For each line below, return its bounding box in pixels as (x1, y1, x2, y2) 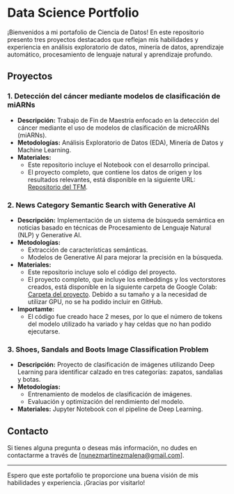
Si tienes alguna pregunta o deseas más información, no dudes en (7, 444, 197, 452)
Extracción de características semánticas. (27, 246, 148, 254)
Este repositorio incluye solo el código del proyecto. (27, 267, 177, 276)
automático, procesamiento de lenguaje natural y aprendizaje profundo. (7, 50, 213, 59)
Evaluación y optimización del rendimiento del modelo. (27, 398, 185, 406)
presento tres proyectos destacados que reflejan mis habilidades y (7, 35, 198, 43)
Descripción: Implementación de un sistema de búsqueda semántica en (17, 216, 225, 224)
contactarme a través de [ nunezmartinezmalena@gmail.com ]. (7, 451, 185, 460)
